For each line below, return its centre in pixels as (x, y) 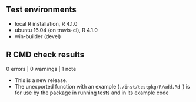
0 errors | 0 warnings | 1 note (41, 69)
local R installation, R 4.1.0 (46, 23)
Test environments (41, 10)
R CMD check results (45, 55)
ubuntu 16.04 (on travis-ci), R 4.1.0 (56, 30)
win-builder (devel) (38, 36)
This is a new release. (41, 80)
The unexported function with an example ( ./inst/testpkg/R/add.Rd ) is (102, 86)
